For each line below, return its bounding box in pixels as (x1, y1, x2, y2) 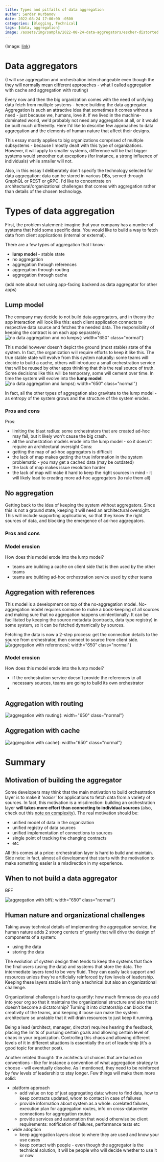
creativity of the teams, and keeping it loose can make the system (5, 1010, 138, 1016)
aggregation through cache (12, 272, 68, 278)
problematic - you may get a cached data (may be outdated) (12, 459, 134, 465)
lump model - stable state (12, 251, 65, 257)
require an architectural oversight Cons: (12, 444, 93, 450)
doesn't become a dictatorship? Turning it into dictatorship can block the (5, 1004, 152, 1010)
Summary (5, 757, 46, 768)
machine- (122, 112, 141, 118)
